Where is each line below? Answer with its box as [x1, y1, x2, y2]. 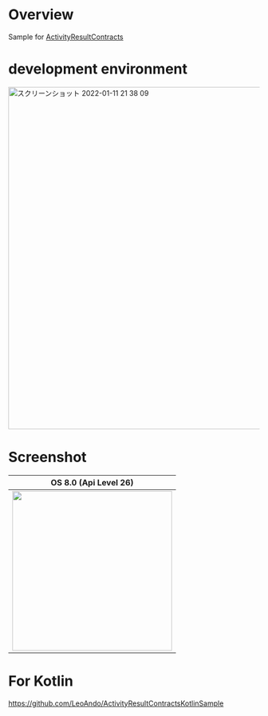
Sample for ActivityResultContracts [8, 32, 124, 42]
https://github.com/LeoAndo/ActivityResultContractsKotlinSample [8, 698, 224, 708]
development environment [8, 60, 187, 78]
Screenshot [8, 449, 87, 466]
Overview [8, 6, 74, 24]
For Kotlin [8, 672, 73, 690]
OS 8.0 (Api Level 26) [50, 477, 134, 488]
